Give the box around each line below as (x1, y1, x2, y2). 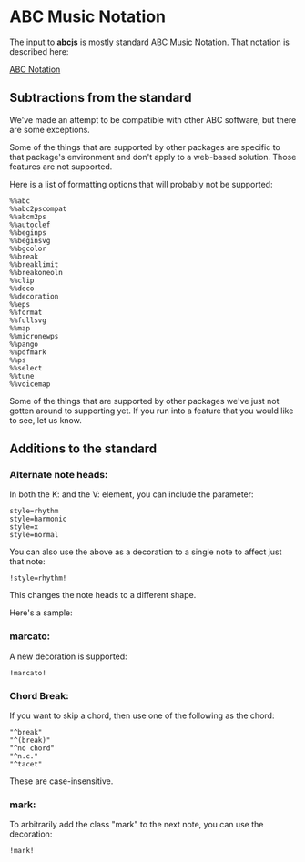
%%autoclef (9, 220, 51, 229)
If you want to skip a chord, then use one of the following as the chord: (9, 710, 275, 721)
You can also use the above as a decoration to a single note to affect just (9, 546, 282, 557)
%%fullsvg (9, 316, 47, 325)
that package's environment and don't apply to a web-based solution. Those (9, 151, 297, 162)
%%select (9, 363, 43, 372)
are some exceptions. (9, 124, 91, 135)
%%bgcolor (9, 244, 47, 253)
